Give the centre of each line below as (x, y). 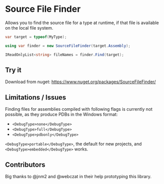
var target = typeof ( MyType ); (36, 37)
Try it (13, 70)
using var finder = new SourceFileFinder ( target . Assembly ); (68, 46)
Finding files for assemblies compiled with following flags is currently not (79, 109)
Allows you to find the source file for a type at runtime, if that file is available (82, 23)
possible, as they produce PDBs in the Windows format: (61, 115)
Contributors (25, 165)
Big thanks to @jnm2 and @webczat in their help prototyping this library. (78, 176)
